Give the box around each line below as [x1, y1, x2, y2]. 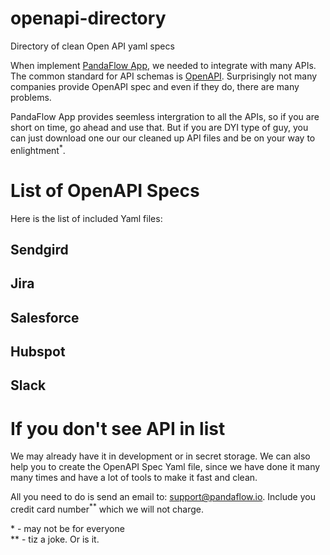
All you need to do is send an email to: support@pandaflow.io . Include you [10, 491, 316, 503]
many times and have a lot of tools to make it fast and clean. [10, 472, 258, 484]
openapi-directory [10, 7, 167, 30]
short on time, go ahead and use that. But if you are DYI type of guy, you [10, 121, 309, 133]
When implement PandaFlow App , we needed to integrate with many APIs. [10, 59, 317, 71]
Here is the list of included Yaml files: [10, 212, 163, 224]
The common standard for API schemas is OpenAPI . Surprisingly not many [10, 70, 318, 82]
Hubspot [10, 343, 66, 361]
